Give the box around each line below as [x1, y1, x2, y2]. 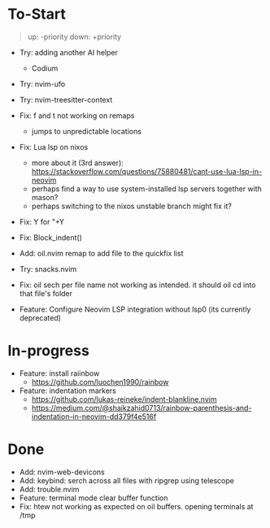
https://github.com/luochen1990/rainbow [31, 377, 169, 386]
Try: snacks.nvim [19, 264, 77, 273]
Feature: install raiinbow [19, 368, 100, 378]
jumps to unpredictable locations [31, 126, 142, 136]
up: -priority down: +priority [27, 32, 122, 41]
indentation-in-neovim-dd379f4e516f [31, 412, 157, 421]
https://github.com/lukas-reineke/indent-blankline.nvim [31, 394, 217, 404]
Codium [31, 63, 59, 73]
